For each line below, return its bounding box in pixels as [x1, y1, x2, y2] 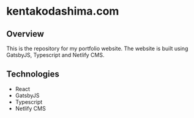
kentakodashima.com [6, 4, 119, 18]
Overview [6, 29, 45, 39]
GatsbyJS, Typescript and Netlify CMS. [6, 51, 105, 59]
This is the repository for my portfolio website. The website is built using [6, 45, 188, 52]
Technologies [6, 69, 60, 79]
